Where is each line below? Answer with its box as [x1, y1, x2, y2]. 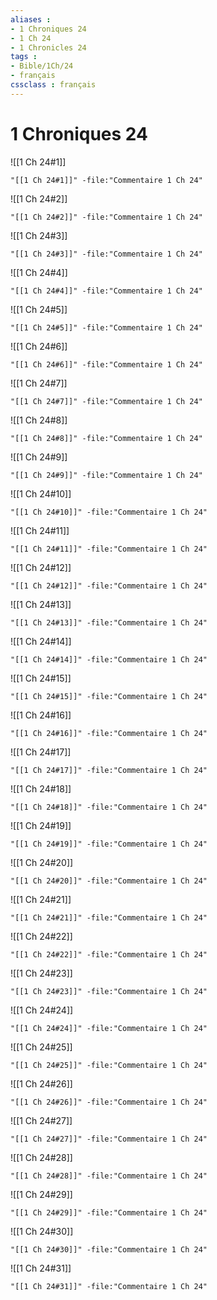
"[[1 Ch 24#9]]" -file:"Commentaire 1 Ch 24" [10, 470, 203, 480]
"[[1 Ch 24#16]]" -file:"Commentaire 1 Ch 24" [10, 728, 208, 738]
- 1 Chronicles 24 [10, 42, 87, 53]
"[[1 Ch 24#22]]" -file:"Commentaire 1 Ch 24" [10, 949, 208, 960]
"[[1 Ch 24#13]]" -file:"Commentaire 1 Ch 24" [10, 617, 208, 628]
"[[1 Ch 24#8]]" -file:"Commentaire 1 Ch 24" [10, 433, 203, 443]
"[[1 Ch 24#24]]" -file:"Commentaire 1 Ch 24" [10, 1023, 208, 1033]
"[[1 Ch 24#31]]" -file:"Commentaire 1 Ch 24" [10, 1281, 208, 1291]
